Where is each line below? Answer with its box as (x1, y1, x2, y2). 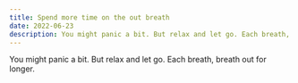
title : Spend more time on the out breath (9, 12, 170, 22)
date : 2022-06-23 (9, 21, 74, 30)
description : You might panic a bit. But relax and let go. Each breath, (9, 29, 291, 38)
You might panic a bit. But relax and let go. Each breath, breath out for (9, 54, 267, 65)
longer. (9, 63, 36, 74)
